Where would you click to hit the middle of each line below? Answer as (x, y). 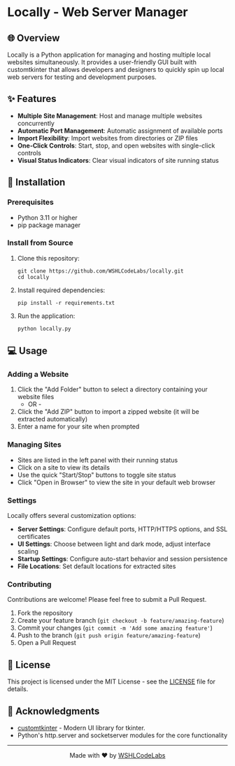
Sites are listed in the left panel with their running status (98, 460)
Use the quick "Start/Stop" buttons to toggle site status (97, 475)
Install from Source (40, 243)
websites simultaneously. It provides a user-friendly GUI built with (102, 62)
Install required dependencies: (61, 290)
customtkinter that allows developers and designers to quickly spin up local (116, 70)
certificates (34, 537)
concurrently (36, 123)
